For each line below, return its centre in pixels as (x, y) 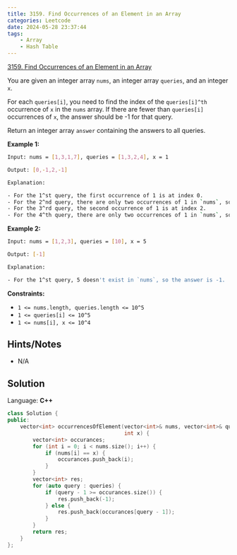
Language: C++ (30, 401)
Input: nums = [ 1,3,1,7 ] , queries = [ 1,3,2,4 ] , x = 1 (88, 157)
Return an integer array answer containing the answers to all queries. (107, 130)
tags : (15, 34)
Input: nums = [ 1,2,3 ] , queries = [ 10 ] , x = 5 (77, 242)
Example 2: (24, 229)
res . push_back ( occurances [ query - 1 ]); (116, 512)
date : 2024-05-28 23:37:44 (47, 27)
